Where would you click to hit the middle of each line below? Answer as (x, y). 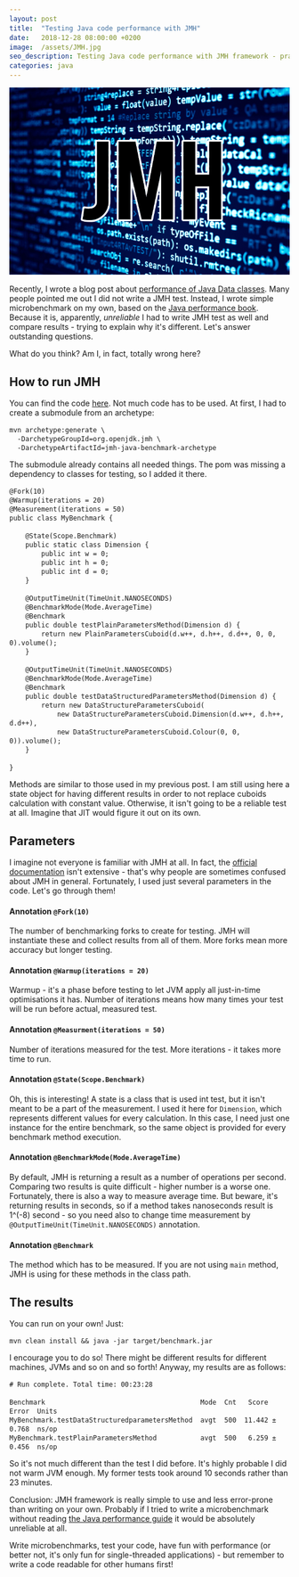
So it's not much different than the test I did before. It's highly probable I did (148, 1464)
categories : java (41, 66)
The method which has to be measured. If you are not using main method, (144, 1265)
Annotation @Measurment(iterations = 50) (87, 1030)
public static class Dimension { (87, 545)
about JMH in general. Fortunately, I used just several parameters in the (140, 882)
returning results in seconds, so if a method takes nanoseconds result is (141, 1206)
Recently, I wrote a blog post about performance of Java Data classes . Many (149, 289)
